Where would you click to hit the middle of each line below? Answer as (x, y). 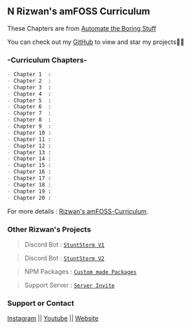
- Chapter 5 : (29, 101)
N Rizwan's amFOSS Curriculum (79, 12)
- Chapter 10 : (29, 133)
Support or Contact (41, 303)
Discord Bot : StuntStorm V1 (64, 244)
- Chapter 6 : (29, 107)
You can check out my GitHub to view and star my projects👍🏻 (96, 42)
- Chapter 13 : (29, 152)
